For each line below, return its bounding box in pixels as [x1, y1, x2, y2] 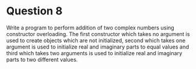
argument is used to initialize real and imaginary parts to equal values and [6, 43, 189, 50]
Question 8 [6, 4, 63, 18]
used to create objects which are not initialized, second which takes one [6, 37, 186, 44]
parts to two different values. [6, 56, 78, 63]
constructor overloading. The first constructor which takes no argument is [6, 30, 190, 37]
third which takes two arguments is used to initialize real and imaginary [6, 49, 183, 56]
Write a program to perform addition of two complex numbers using [6, 24, 175, 31]
